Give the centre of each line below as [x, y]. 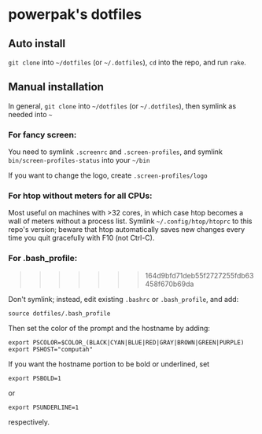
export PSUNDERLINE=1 [44, 407]
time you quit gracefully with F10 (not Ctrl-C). [81, 238]
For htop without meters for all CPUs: [80, 196]
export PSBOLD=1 [35, 378]
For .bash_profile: [43, 259]
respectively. [29, 421]
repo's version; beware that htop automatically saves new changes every [127, 230]
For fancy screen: [42, 134]
